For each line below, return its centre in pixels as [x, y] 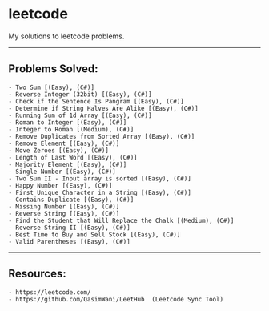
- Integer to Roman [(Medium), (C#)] [71, 129]
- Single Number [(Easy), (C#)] [62, 172]
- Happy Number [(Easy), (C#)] [60, 185]
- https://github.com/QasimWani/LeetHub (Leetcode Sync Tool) [116, 299]
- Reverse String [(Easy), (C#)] [64, 213]
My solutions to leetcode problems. [66, 36]
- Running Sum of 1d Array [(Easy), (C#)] [80, 115]
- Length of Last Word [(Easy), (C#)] [73, 157]
